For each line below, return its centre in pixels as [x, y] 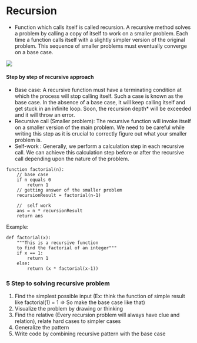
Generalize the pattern [42, 328]
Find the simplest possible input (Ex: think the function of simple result [100, 296]
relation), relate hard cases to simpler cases [68, 321]
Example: [17, 227]
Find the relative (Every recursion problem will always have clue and [97, 315]
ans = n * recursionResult [50, 211]
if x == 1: [30, 253]
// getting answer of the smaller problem [69, 190]
